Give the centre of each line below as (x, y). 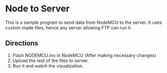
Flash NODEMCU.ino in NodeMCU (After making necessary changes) (84, 55)
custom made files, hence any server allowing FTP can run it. (69, 27)
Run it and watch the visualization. (48, 66)
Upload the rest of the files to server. (51, 61)
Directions (22, 43)
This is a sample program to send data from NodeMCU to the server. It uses (84, 22)
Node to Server (37, 9)
